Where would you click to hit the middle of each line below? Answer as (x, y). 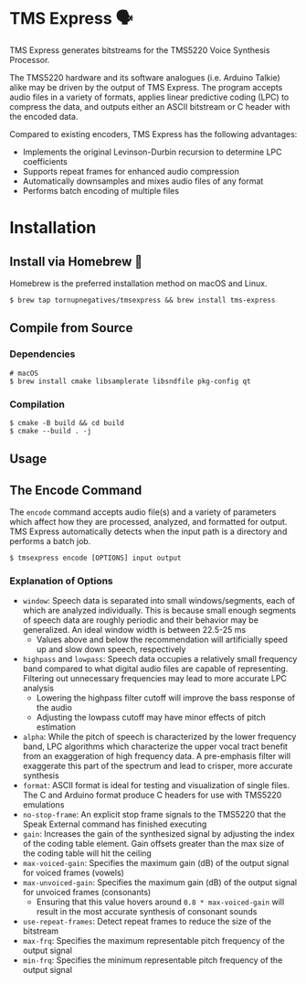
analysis (38, 689)
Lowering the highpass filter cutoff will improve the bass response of (166, 698)
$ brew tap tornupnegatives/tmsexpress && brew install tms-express (142, 300)
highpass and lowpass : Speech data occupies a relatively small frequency (160, 659)
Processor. (30, 59)
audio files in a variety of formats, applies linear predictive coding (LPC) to (149, 97)
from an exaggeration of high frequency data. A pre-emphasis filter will (156, 756)
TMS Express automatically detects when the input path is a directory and (148, 531)
